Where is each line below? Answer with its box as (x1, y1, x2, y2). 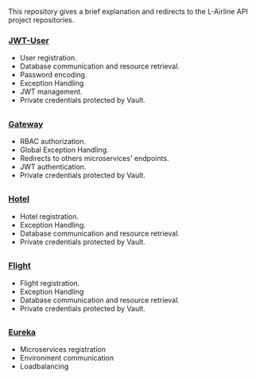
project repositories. (8, 15, 75, 25)
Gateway (8, 119, 44, 130)
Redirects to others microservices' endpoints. (19, 154, 169, 163)
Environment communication (19, 354, 114, 363)
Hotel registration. (19, 211, 80, 221)
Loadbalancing (19, 361, 69, 371)
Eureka (8, 326, 37, 338)
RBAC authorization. (19, 137, 86, 147)
